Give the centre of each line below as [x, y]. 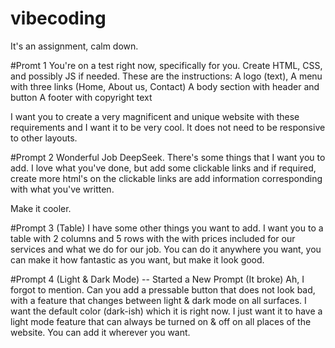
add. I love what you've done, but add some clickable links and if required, [163, 168]
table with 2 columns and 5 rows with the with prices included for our [153, 238]
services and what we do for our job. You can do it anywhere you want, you [166, 249]
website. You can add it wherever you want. [100, 332]
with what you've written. [62, 189]
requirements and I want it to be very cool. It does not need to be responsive [168, 127]
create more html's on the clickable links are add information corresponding [166, 178]
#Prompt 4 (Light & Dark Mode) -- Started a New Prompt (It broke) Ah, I [157, 279]
